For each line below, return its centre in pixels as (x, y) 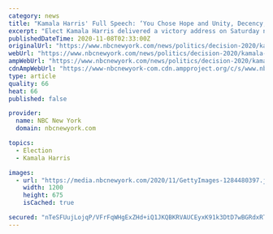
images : (22, 172)
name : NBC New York (49, 121)
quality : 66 (28, 83)
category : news (34, 16)
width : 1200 (43, 188)
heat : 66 (23, 91)
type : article (32, 76)
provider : (25, 113)
